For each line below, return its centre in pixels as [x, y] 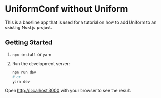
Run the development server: [41, 63]
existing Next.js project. [29, 27]
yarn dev [21, 81]
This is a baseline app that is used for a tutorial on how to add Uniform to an [81, 22]
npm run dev [24, 72]
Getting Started [29, 43]
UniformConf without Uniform [66, 9]
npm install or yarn [32, 54]
